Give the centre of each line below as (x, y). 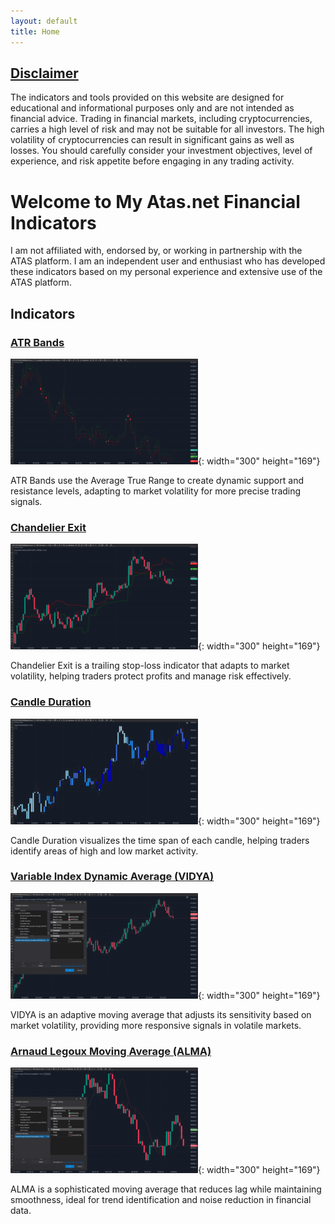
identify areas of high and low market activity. (104, 851)
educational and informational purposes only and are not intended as (152, 108)
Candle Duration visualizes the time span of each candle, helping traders (160, 840)
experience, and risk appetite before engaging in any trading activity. (152, 161)
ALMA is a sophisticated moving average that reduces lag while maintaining (166, 1189)
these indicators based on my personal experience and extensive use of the (166, 272)
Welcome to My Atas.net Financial (155, 201)
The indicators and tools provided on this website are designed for (147, 97)
